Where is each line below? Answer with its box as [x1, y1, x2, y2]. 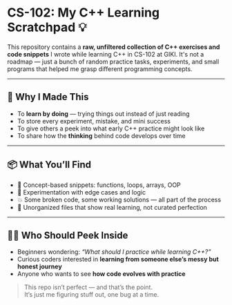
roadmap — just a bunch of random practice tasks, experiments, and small [7, 57, 220, 66]
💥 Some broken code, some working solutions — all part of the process [17, 195, 222, 204]
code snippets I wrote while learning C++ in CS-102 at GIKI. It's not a [7, 50, 204, 58]
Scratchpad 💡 [7, 19, 88, 35]
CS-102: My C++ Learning [7, 5, 160, 21]
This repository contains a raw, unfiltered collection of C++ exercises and [7, 43, 220, 51]
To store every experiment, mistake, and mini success [17, 117, 171, 125]
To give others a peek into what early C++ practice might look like [17, 124, 205, 132]
